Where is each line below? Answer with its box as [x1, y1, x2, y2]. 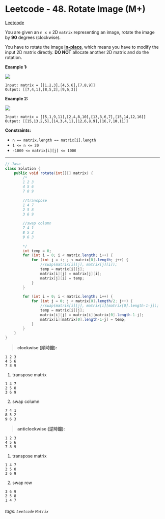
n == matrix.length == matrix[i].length [12, 138, 96, 143]
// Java [5, 161, 21, 166]
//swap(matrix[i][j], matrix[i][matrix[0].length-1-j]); [40, 304, 160, 308]
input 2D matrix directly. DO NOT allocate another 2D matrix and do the [5, 49, 149, 55]
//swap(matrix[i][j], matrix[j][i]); [40, 262, 118, 267]
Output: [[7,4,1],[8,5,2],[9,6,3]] [5, 87, 78, 92]
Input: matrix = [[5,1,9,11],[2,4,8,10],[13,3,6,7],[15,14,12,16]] [5, 114, 146, 119]
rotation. [5, 54, 22, 60]
